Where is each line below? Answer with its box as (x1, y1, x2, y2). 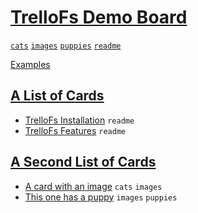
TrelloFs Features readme (24, 124, 127, 136)
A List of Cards (10, 87, 105, 105)
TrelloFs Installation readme (24, 114, 135, 126)
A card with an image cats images (24, 180, 163, 192)
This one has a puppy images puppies (24, 191, 178, 203)
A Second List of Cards (10, 154, 157, 171)
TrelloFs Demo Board (10, 6, 188, 29)
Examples (10, 58, 51, 70)
